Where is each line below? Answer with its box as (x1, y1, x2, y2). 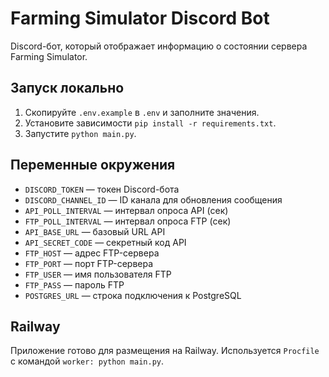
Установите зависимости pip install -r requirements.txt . (24, 117, 277, 129)
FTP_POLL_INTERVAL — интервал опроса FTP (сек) (24, 215, 232, 227)
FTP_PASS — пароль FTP (24, 278, 125, 291)
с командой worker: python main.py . (10, 355, 165, 367)
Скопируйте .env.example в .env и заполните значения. (24, 106, 260, 118)
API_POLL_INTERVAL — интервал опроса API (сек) (24, 204, 229, 216)
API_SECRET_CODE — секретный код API (24, 236, 187, 248)
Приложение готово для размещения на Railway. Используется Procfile (10, 345, 320, 357)
